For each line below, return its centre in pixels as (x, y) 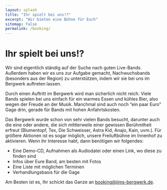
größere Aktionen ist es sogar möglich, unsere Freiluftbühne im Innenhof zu (84, 136)
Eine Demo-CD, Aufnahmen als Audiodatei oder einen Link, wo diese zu (87, 151)
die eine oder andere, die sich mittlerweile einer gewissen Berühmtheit (78, 125)
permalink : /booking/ (28, 29)
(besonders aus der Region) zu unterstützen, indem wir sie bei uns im (77, 78)
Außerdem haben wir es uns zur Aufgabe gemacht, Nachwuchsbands (78, 73)
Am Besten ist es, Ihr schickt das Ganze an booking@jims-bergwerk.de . (80, 182)
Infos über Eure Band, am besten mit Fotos (57, 162)
